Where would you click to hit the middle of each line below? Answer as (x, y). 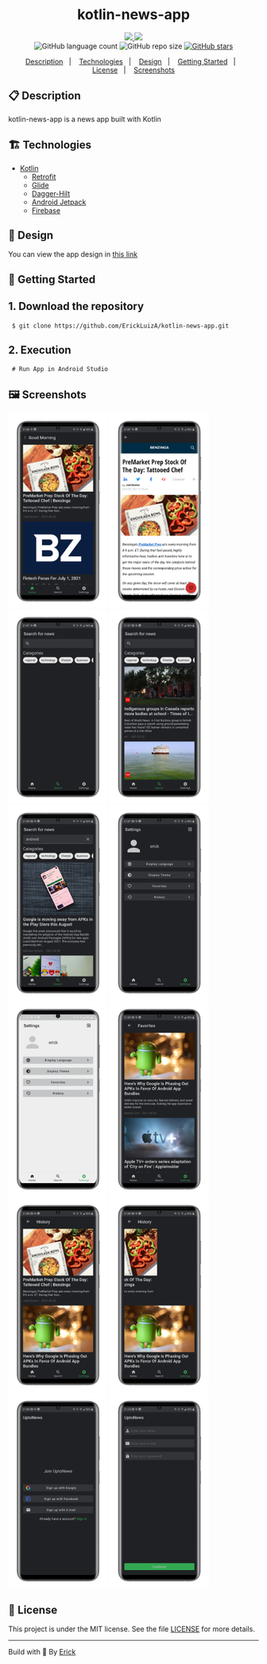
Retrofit (44, 176)
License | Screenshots (133, 70)
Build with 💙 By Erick (42, 1652)
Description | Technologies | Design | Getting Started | (130, 61)
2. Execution (40, 350)
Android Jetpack (59, 202)
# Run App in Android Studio (60, 370)
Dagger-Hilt (51, 193)
